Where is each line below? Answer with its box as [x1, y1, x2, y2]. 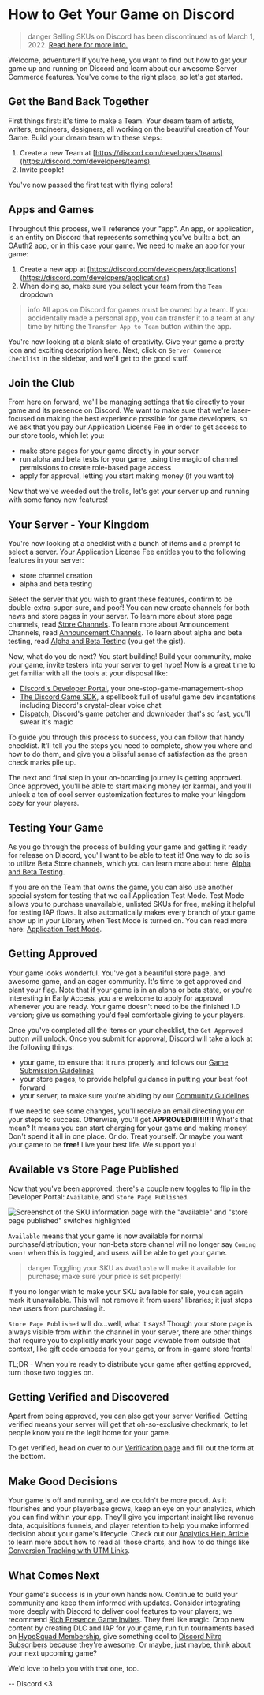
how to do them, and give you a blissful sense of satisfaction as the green [8, 750, 248, 759]
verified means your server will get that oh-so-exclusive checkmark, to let [8, 1420, 248, 1429]
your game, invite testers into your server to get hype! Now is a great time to [8, 660, 256, 670]
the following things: [8, 1042, 75, 1051]
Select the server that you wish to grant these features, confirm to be [8, 594, 232, 604]
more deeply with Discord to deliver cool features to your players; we [8, 1607, 232, 1616]
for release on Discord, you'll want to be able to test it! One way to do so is [8, 851, 251, 859]
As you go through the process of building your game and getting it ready [8, 842, 247, 851]
